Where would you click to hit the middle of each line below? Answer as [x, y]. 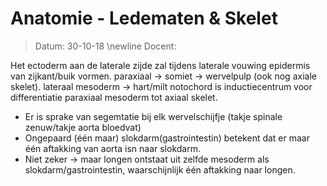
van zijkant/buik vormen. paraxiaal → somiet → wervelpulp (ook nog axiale [163, 76]
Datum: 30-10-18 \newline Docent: [105, 46]
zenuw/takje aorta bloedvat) [83, 127]
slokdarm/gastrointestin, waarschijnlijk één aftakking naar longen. [160, 169]
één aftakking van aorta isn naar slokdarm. [112, 148]
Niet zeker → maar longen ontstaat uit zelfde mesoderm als [147, 159]
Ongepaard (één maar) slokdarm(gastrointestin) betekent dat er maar [167, 138]
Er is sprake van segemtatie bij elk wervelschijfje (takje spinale [153, 116]
